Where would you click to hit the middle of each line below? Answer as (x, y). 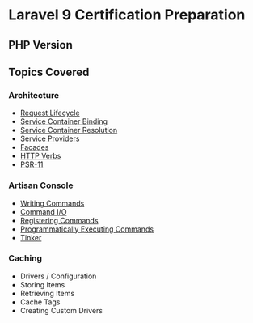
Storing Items (42, 284)
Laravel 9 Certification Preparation (127, 15)
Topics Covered (49, 72)
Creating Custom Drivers (61, 310)
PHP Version (40, 45)
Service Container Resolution (69, 130)
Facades (34, 147)
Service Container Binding (63, 121)
